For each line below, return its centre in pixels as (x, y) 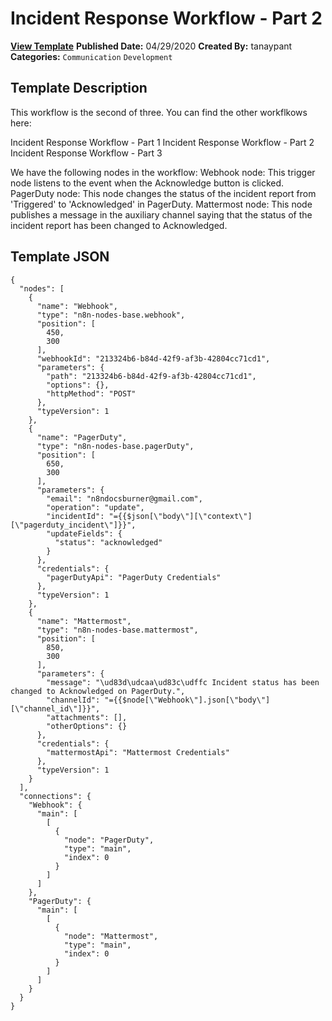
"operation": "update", (95, 507)
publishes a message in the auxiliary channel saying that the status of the (161, 214)
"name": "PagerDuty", (82, 437)
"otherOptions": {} (87, 726)
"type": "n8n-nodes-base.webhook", (111, 315)
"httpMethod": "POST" (91, 393)
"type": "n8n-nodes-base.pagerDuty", (115, 446)
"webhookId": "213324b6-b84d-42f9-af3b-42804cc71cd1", (153, 358)
